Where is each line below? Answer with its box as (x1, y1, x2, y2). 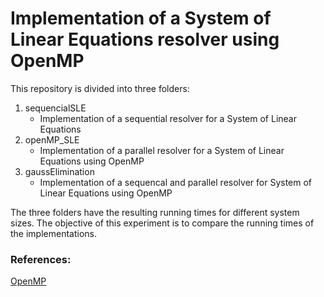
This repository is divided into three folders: (10, 82, 190, 94)
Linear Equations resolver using (10, 28, 280, 51)
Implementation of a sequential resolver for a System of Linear (39, 112, 297, 124)
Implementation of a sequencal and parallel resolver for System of (39, 176, 313, 188)
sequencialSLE (24, 102, 87, 114)
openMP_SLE (24, 133, 80, 146)
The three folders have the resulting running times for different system (10, 206, 300, 218)
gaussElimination (24, 165, 95, 177)
